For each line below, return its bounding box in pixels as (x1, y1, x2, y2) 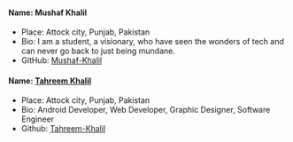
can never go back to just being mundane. (20, 45, 176, 57)
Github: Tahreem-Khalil (20, 123, 106, 134)
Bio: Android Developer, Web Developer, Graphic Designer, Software (20, 105, 271, 115)
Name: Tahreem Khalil (8, 75, 92, 86)
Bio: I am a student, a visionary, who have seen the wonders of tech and (20, 36, 284, 47)
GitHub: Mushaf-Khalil (20, 55, 103, 66)
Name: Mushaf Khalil (8, 7, 88, 18)
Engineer (20, 114, 55, 124)
